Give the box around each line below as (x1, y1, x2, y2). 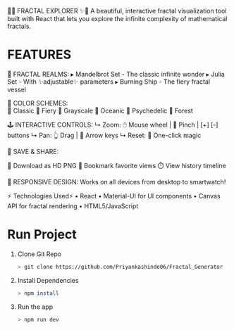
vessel (7, 85, 27, 94)
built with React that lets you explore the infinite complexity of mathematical (7, 15, 228, 23)
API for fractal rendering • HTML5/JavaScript (7, 201, 139, 210)
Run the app (17, 303, 54, 311)
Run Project (7, 227, 77, 243)
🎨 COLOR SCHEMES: (7, 99, 68, 107)
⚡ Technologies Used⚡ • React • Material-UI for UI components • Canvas (7, 191, 221, 200)
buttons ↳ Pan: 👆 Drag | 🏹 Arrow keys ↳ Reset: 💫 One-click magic (7, 131, 202, 139)
